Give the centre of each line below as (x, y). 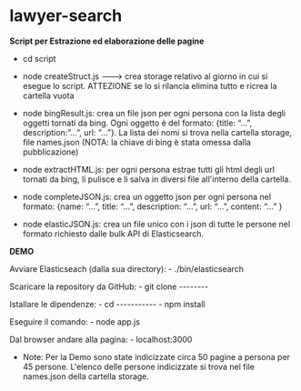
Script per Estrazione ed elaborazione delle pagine (107, 41)
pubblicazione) (50, 152)
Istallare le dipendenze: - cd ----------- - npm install (107, 304)
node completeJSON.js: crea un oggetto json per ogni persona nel (146, 196)
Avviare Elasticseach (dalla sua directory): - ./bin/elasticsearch (126, 268)
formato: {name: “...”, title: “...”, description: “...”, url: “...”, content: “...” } (152, 206)
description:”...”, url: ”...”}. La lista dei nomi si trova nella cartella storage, (157, 132)
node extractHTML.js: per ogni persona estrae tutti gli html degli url (149, 169)
